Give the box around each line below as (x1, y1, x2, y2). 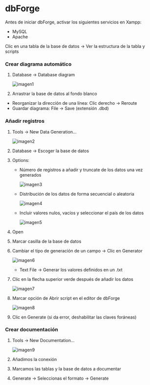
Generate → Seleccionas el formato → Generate (12, 375, 109, 381)
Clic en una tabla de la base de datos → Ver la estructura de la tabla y (5, 43, 145, 49)
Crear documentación (5, 326, 59, 333)
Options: (12, 157, 30, 163)
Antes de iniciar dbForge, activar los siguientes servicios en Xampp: (5, 19, 142, 25)
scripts (5, 48, 19, 54)
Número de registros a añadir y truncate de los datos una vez (19, 167, 143, 173)
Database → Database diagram (12, 72, 75, 78)
